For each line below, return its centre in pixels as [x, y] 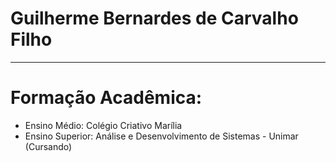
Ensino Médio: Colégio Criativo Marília [103, 125]
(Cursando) [48, 146]
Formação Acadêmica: [106, 98]
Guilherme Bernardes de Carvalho [154, 18]
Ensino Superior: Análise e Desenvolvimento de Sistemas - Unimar [161, 136]
